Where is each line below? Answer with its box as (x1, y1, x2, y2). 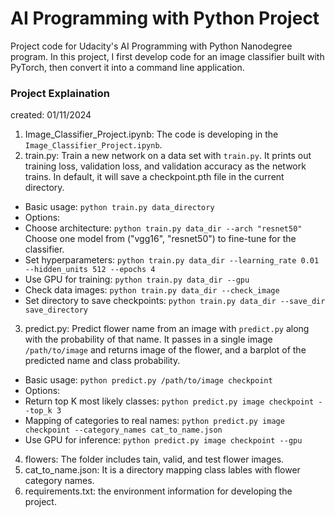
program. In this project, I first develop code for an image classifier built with (10, 50, 325, 62)
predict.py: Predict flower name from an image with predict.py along (24, 323, 310, 335)
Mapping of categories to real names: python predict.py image (24, 415, 285, 427)
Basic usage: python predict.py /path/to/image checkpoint (24, 374, 273, 386)
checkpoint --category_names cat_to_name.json (24, 425, 223, 436)
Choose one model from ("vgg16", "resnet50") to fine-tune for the (24, 233, 297, 245)
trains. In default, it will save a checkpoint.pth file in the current (24, 171, 285, 183)
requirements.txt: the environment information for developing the (24, 485, 293, 497)
